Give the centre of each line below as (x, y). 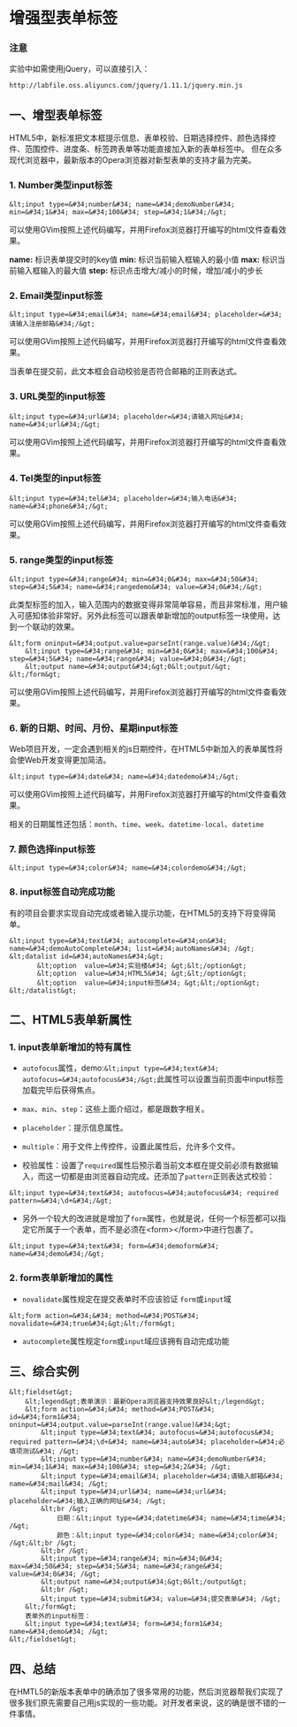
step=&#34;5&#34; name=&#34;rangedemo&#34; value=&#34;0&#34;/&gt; (136, 587)
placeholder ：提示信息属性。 (75, 1128)
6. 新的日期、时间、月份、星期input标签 (94, 728)
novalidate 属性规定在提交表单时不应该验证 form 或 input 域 (126, 1299)
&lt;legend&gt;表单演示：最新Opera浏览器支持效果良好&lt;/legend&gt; (145, 1402)
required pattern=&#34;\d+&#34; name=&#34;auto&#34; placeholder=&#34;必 (147, 1442)
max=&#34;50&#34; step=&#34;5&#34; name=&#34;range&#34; (116, 1567)
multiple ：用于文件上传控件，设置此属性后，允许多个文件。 (131, 1147)
